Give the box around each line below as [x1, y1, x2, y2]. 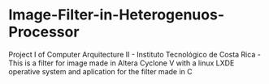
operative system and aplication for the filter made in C [8, 66, 193, 76]
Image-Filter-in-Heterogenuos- [8, 6, 225, 24]
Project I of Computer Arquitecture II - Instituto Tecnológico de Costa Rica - [8, 49, 262, 59]
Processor [8, 23, 80, 41]
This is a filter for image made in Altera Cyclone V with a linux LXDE [8, 58, 235, 68]
